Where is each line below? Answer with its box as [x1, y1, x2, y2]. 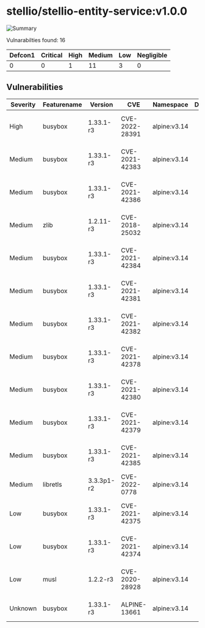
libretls [42, 480, 62, 488]
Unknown [9, 604, 37, 613]
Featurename [42, 100, 82, 108]
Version [90, 100, 113, 108]
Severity [10, 100, 36, 108]
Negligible [137, 51, 168, 59]
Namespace [152, 100, 189, 108]
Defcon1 [9, 51, 35, 59]
